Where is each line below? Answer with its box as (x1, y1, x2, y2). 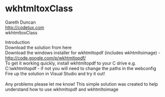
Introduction (5, 39, 30, 45)
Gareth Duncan (5, 19, 36, 25)
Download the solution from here (5, 44, 72, 50)
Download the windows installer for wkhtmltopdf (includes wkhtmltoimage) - (5, 50, 161, 56)
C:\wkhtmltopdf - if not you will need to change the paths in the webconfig (5, 65, 157, 71)
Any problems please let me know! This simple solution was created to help (5, 81, 159, 87)
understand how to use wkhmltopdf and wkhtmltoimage (5, 86, 119, 92)
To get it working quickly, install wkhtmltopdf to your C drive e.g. (5, 60, 136, 66)
